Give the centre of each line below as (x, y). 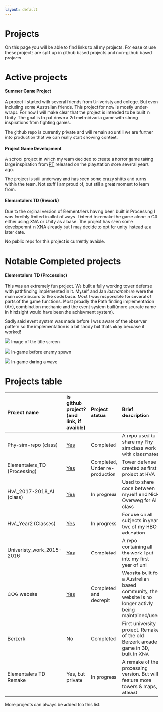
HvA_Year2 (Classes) (32, 523)
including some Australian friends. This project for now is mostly (69, 107)
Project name (23, 412)
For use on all (137, 514)
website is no (137, 597)
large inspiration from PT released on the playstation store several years (77, 164)
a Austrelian (136, 579)
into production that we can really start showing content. (61, 137)
